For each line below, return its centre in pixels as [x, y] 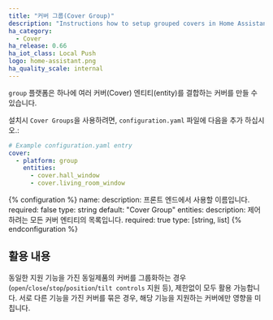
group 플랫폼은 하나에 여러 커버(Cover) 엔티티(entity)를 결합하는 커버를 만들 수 [133, 92]
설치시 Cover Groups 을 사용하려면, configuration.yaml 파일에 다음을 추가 [126, 120]
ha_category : [30, 31]
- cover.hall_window [65, 176]
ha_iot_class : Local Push [52, 53]
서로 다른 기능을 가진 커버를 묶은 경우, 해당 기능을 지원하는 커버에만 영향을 [136, 297]
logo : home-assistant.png [52, 62]
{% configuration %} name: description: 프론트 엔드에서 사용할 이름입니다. [129, 200]
